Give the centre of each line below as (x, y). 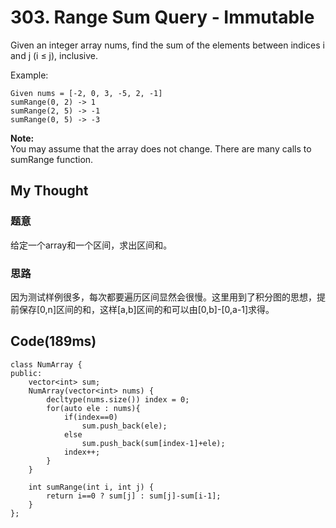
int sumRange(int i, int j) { (91, 487)
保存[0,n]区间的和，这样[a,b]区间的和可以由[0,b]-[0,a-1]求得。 (146, 309)
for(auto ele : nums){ (93, 408)
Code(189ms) (53, 341)
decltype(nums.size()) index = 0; (118, 399)
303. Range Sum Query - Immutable (162, 17)
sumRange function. (52, 159)
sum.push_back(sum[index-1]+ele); (153, 443)
